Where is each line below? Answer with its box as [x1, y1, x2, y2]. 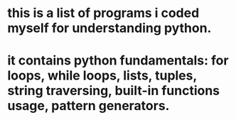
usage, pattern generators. [7, 98, 170, 114]
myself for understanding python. [7, 20, 212, 36]
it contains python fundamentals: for [7, 53, 229, 69]
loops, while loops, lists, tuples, [7, 67, 197, 84]
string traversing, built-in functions [7, 83, 220, 99]
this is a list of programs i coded [7, 5, 200, 21]
